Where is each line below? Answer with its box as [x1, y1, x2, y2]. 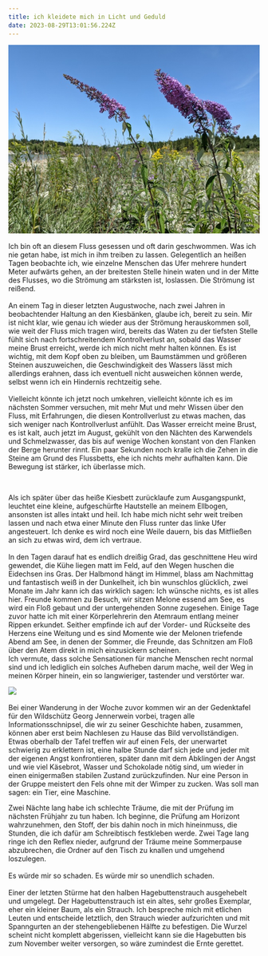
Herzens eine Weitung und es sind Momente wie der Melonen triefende [8, 628, 243, 638]
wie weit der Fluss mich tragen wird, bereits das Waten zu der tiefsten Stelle [8, 326, 258, 335]
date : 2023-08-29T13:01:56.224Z [8, 21, 116, 30]
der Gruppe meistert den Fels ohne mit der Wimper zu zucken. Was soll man [8, 779, 259, 788]
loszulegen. [8, 854, 46, 863]
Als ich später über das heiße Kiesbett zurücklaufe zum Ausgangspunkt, [8, 492, 246, 502]
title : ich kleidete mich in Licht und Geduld [8, 13, 166, 21]
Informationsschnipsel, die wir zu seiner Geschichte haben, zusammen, [8, 719, 243, 729]
